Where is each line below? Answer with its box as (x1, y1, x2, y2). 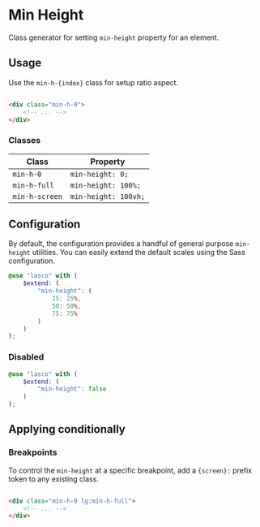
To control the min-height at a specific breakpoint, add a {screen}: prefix (8, 465, 253, 475)
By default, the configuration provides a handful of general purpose (8, 239, 234, 248)
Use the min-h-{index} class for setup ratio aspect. (8, 77, 179, 87)
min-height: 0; (70, 169, 129, 179)
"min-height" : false (37, 385, 107, 393)
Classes (8, 135, 41, 146)
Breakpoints (8, 447, 58, 458)
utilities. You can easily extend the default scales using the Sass (32, 248, 245, 257)
